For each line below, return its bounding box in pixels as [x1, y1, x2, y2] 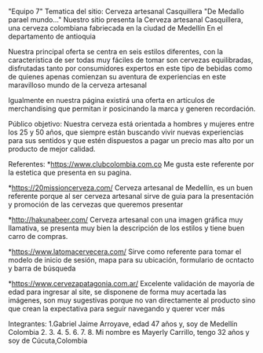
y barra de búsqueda [8, 263, 76, 273]
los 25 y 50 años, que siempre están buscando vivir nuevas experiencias [8, 127, 244, 137]
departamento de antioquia [8, 31, 97, 41]
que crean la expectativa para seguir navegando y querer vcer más [8, 304, 225, 313]
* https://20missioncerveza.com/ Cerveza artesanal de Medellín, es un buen [8, 183, 254, 192]
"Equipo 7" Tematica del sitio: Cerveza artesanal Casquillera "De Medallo [8, 7, 245, 16]
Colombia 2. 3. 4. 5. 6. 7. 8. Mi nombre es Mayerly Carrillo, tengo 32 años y [8, 328, 250, 336]
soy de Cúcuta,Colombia [8, 336, 88, 345]
